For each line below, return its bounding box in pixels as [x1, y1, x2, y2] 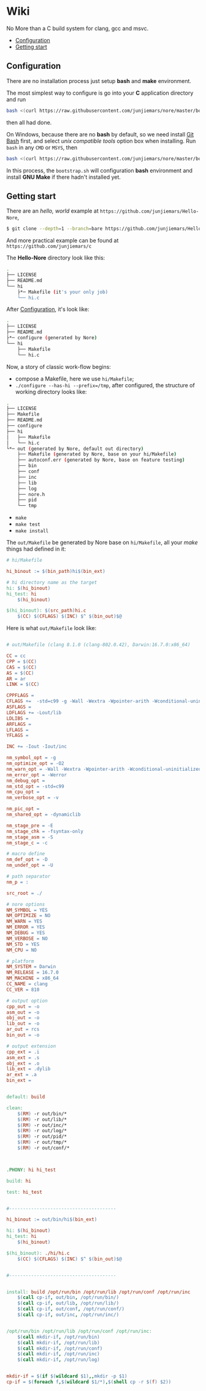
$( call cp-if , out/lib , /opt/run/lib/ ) [17, 1300, 120, 1307]
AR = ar [6, 676, 26, 682]
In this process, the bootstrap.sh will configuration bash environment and [6, 167, 193, 174]
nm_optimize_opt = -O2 [6, 760, 64, 766]
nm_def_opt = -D [6, 856, 48, 863]
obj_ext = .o [6, 1060, 40, 1066]
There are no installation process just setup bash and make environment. [6, 77, 192, 84]
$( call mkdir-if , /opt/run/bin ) [17, 1334, 100, 1340]
